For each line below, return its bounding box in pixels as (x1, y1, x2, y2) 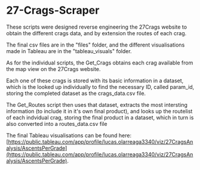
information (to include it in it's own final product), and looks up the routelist (6, 107, 193, 115)
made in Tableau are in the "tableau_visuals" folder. (6, 47, 133, 54)
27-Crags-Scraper (6, 4, 100, 17)
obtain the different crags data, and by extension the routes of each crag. (6, 29, 187, 36)
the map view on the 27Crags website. (6, 65, 101, 72)
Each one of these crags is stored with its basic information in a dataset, (6, 77, 184, 84)
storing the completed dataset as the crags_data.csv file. (6, 89, 146, 97)
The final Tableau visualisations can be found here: (6, 132, 132, 139)
